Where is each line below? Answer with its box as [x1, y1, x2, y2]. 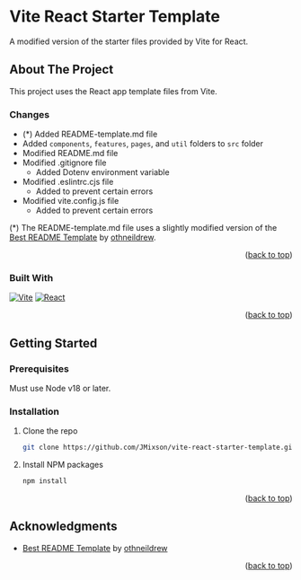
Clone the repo [22, 426, 78, 436]
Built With [9, 271, 54, 284]
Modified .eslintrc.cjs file [22, 177, 114, 188]
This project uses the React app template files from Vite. [9, 85, 217, 96]
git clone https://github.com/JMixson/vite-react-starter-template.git [22, 443, 297, 453]
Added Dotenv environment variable [35, 167, 170, 178]
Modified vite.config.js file [22, 196, 120, 207]
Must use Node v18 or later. [9, 383, 111, 394]
